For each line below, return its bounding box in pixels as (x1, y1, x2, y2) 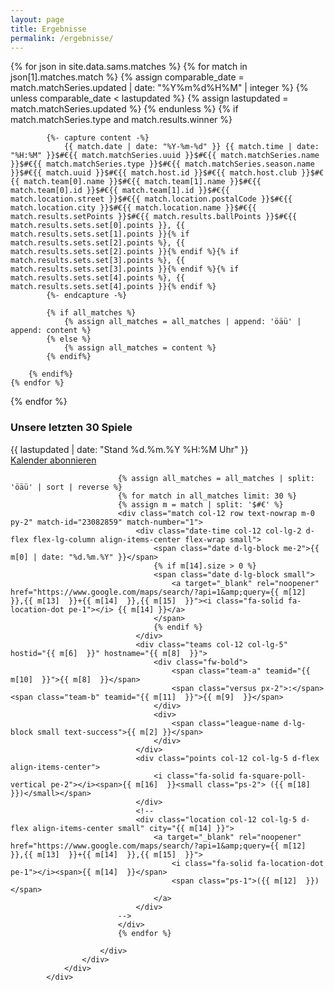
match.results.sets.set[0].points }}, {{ (10, 221, 186, 231)
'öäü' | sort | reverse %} (10, 482, 123, 492)
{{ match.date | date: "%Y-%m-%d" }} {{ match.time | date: (63, 142, 320, 152)
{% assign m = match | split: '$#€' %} (117, 499, 284, 510)
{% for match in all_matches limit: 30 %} (117, 491, 298, 501)
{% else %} (46, 334, 92, 345)
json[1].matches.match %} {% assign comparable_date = (10, 71, 245, 83)
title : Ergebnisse (10, 24, 87, 34)
